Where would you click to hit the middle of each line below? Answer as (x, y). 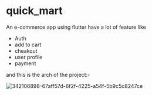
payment (25, 63)
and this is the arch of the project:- (48, 74)
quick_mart (34, 11)
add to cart (28, 45)
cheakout (26, 50)
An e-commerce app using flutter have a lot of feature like (76, 27)
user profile (28, 57)
